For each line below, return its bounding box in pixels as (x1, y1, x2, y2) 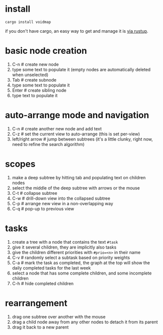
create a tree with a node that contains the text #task (12, 239, 118, 245)
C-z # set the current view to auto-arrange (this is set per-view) (12, 131, 140, 137)
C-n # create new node (12, 61, 59, 67)
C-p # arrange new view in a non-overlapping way (12, 200, 113, 206)
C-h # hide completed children (12, 280, 74, 286)
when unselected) (12, 72, 49, 78)
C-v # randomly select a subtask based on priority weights (12, 254, 130, 260)
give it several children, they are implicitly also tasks (12, 244, 117, 250)
